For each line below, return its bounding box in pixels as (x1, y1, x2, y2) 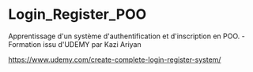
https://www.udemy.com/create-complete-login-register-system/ (8, 55, 221, 64)
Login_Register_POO (8, 5, 147, 23)
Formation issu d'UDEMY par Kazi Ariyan (8, 39, 142, 49)
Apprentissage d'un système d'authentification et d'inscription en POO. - (8, 31, 245, 41)
